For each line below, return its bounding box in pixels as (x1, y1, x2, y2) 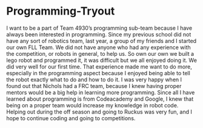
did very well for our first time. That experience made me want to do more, (6, 62, 193, 70)
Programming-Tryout (6, 4, 115, 18)
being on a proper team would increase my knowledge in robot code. (6, 101, 179, 109)
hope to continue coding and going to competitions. (6, 114, 136, 122)
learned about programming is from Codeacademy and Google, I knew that (6, 95, 194, 103)
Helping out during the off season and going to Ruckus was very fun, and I (6, 108, 192, 115)
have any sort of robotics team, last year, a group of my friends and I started (6, 37, 197, 44)
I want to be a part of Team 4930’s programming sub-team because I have (6, 24, 193, 32)
